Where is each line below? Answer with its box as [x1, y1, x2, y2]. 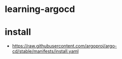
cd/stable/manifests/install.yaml [12, 48, 79, 54]
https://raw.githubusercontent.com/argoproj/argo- [12, 43, 117, 49]
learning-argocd [5, 3, 75, 15]
